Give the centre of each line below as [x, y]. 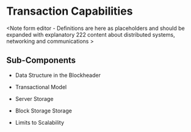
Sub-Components [41, 60]
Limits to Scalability [39, 122]
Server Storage [34, 98]
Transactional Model [41, 87]
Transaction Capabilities [70, 11]
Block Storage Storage [43, 111]
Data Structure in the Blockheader [58, 75]
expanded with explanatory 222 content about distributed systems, [91, 34]
